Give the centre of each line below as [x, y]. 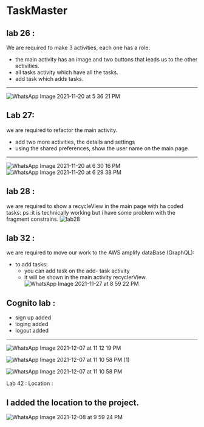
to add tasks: [31, 265]
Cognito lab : [31, 303]
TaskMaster [37, 11]
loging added [32, 324]
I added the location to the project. [73, 402]
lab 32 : [21, 238]
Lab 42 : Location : [30, 383]
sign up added [33, 318]
